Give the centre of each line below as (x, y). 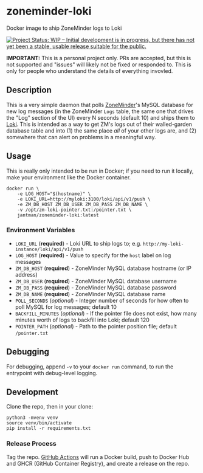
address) (26, 274)
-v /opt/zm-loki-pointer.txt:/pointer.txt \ (74, 210)
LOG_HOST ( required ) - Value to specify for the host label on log (93, 255)
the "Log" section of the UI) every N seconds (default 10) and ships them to (101, 117)
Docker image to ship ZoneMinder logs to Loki (64, 28)
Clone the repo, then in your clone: (50, 407)
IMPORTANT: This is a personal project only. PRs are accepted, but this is (99, 58)
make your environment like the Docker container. (69, 177)
